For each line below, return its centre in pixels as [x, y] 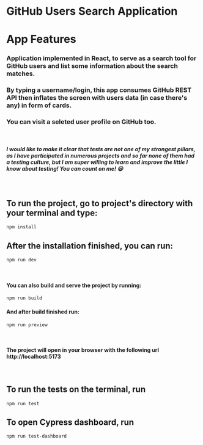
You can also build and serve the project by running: [74, 285]
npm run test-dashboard [37, 436]
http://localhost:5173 [34, 357]
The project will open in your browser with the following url [83, 350]
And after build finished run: [43, 312]
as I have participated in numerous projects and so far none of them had [100, 156]
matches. [21, 73]
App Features [41, 39]
